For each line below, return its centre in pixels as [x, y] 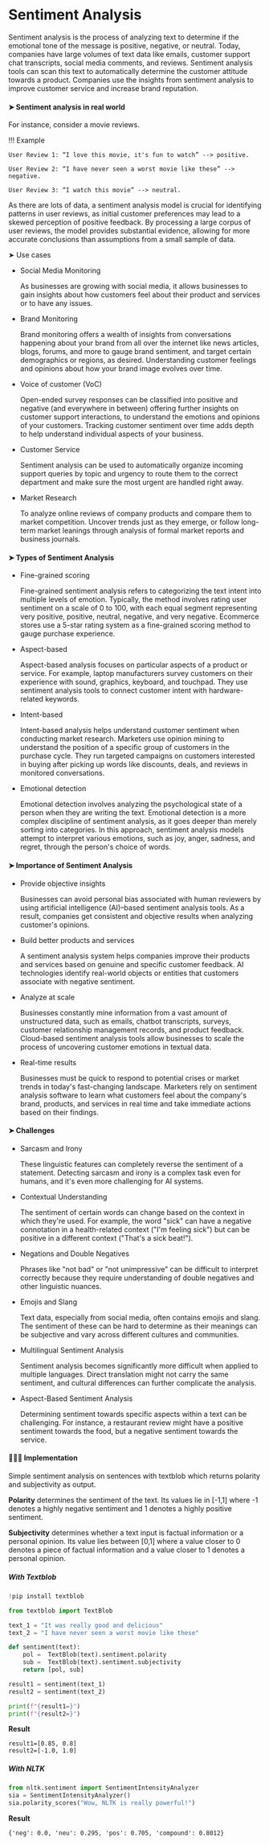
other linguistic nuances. [61, 1286]
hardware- [226, 690]
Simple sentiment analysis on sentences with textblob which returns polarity [134, 1476]
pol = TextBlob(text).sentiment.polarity [95, 1655]
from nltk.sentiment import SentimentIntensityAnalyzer [104, 1788]
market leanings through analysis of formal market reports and [141, 531]
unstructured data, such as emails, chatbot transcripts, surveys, [125, 1021]
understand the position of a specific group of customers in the [125, 747]
